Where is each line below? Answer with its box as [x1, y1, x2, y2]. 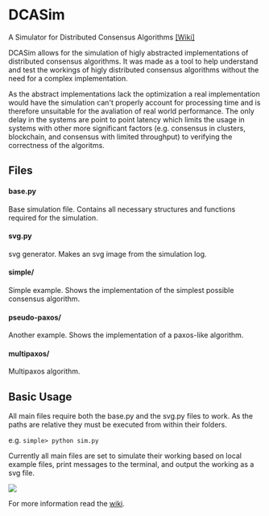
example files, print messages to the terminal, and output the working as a [8, 460, 255, 469]
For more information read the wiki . [8, 499, 125, 509]
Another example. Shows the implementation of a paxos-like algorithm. [8, 330, 244, 340]
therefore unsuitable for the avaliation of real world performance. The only [8, 106, 255, 116]
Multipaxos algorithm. [8, 366, 81, 376]
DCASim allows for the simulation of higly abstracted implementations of [8, 47, 249, 57]
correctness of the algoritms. [8, 140, 105, 150]
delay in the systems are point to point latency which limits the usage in [8, 114, 246, 124]
